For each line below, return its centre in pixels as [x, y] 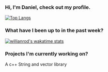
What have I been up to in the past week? [54, 31]
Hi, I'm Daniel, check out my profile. [48, 7]
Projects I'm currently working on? [47, 54]
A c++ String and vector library [36, 64]
